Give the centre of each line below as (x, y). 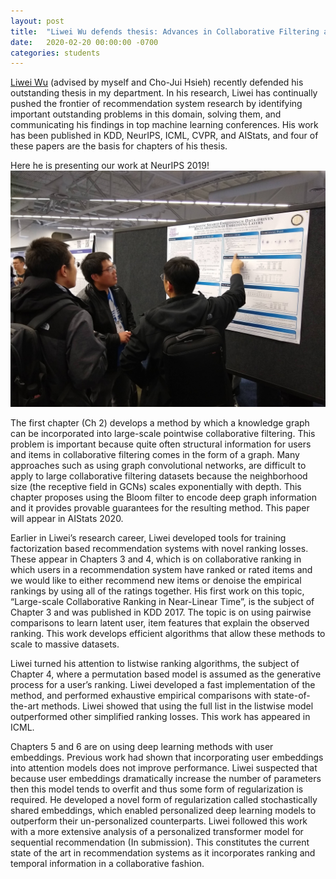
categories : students (55, 53)
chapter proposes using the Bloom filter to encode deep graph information (163, 497)
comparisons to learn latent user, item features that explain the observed (160, 623)
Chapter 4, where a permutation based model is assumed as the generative (166, 674)
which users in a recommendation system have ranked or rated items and (161, 570)
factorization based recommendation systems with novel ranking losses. (159, 549)
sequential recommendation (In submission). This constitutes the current (160, 842)
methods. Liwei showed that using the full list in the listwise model (177, 706)
